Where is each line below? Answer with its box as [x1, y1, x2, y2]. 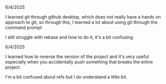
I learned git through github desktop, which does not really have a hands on [5, 14, 161, 19]
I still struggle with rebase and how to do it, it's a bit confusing [5, 34, 133, 40]
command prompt [5, 24, 42, 30]
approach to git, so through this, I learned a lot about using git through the [5, 19, 157, 25]
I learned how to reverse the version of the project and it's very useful [5, 53, 149, 59]
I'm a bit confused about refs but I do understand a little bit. [5, 74, 127, 79]
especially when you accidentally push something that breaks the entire [5, 59, 153, 64]
